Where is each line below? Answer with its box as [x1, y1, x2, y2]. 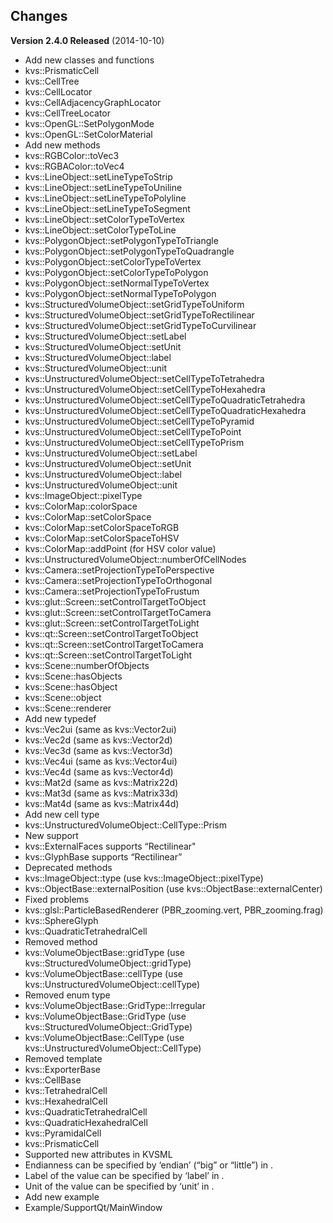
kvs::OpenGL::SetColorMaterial [24, 128, 153, 140]
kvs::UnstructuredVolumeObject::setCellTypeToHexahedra [24, 383, 266, 395]
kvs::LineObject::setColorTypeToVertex [24, 213, 185, 225]
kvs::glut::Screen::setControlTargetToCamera [24, 606, 212, 618]
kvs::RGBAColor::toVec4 [24, 160, 125, 172]
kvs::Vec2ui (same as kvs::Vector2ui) [24, 723, 177, 735]
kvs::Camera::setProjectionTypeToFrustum [24, 585, 200, 597]
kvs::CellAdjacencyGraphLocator [24, 96, 162, 108]
